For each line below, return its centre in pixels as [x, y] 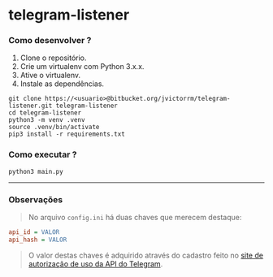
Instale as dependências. [62, 84]
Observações [36, 199]
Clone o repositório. [53, 58]
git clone [25, 99]
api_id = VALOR [34, 232]
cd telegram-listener [45, 113]
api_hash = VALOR [38, 240]
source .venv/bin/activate [54, 128]
